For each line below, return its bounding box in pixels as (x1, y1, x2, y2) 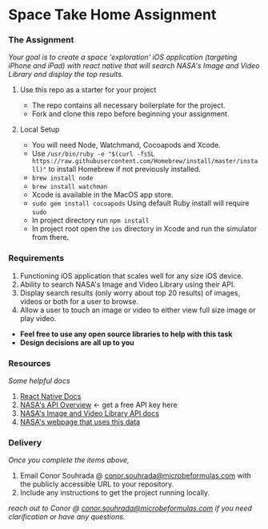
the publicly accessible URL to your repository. (19, 479, 174, 489)
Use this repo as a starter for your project (19, 85, 157, 95)
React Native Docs (19, 392, 82, 401)
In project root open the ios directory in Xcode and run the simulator (31, 224, 258, 234)
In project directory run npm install (31, 215, 150, 226)
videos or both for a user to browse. (19, 296, 138, 306)
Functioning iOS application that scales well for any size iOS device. (19, 271, 244, 280)
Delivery (8, 437, 42, 448)
